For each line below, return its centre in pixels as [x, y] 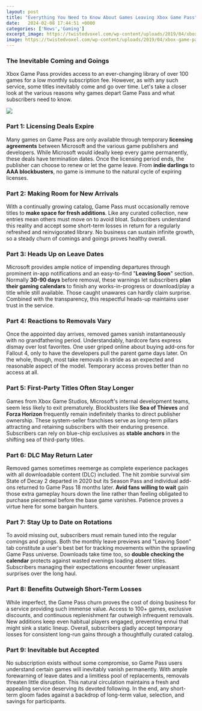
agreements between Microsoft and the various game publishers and [92, 146]
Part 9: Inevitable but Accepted [53, 650]
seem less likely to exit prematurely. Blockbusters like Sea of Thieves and [97, 407]
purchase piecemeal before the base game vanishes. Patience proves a [95, 500]
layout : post [23, 12]
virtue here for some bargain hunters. [53, 506]
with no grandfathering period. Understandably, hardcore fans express [94, 340]
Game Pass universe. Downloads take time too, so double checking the [95, 555]
